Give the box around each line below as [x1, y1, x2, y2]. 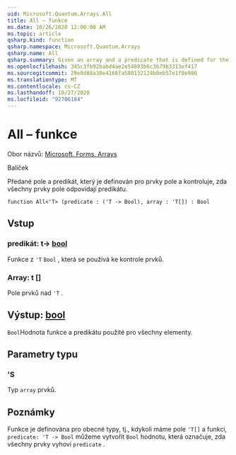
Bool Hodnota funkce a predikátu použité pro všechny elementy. [7, 328, 193, 336]
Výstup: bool [7, 309, 66, 321]
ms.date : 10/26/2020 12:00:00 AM [7, 23, 106, 30]
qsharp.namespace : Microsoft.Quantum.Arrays [7, 43, 141, 50]
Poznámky [7, 406, 55, 418]
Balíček [7, 163, 29, 172]
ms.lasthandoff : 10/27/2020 [7, 89, 90, 96]
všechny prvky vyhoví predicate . [7, 440, 105, 449]
